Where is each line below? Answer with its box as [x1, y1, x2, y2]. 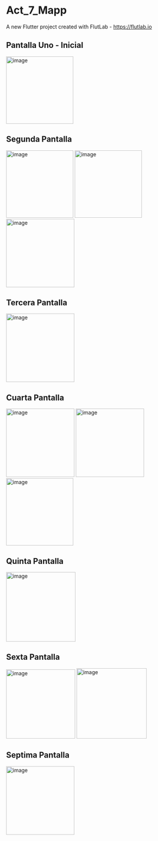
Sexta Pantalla [6, 652, 60, 662]
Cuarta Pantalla [6, 392, 64, 402]
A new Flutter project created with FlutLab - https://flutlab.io [6, 23, 152, 30]
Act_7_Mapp [6, 4, 67, 17]
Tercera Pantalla [6, 297, 68, 308]
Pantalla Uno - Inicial [6, 40, 84, 50]
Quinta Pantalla [6, 556, 64, 566]
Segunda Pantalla [6, 134, 73, 144]
